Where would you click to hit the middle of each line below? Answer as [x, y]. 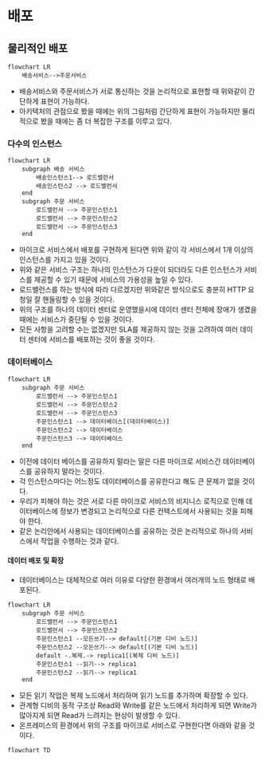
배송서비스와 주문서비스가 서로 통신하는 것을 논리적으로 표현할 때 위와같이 [133, 91]
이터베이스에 [39, 511]
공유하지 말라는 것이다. [69, 471]
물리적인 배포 [38, 48]
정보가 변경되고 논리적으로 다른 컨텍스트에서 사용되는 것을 [149, 511]
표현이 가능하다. [65, 101]
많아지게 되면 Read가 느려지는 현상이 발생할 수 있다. [99, 715]
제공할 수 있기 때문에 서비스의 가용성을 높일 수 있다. [113, 280]
